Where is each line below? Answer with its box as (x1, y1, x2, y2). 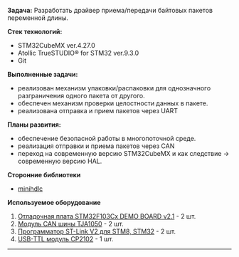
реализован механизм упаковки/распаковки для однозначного (17, 84, 211, 92)
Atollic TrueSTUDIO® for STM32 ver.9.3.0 (17, 49, 139, 57)
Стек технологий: (7, 28, 63, 36)
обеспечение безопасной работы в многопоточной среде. (17, 135, 196, 142)
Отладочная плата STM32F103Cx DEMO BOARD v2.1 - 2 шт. (17, 212, 196, 220)
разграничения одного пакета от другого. (17, 92, 145, 100)
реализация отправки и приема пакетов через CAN (17, 142, 175, 150)
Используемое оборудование (7, 199, 101, 206)
